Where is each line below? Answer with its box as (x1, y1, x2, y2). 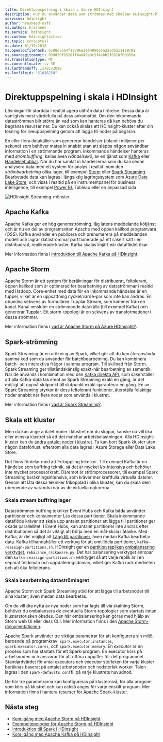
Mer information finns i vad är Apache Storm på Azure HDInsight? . (5, 323, 137, 329)
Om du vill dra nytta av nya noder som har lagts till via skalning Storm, (5, 603, 145, 609)
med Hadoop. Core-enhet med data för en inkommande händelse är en (5, 288, 147, 294)
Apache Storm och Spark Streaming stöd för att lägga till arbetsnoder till (5, 588, 149, 594)
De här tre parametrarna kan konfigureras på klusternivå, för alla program (5, 678, 152, 685)
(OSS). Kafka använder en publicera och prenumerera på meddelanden (5, 231, 147, 237)
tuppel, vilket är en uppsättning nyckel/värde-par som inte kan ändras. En (5, 293, 152, 300)
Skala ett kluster (5, 416, 55, 424)
